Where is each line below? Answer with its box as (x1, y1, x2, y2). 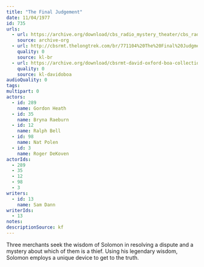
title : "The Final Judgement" (6, 9, 83, 15)
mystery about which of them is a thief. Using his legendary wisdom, (6, 247, 178, 255)
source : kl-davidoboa (17, 71, 72, 77)
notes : (6, 219, 23, 225)
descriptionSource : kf (6, 224, 64, 230)
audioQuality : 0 (6, 77, 47, 83)
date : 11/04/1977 (6, 15, 50, 21)
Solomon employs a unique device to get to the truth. (6, 254, 140, 261)
